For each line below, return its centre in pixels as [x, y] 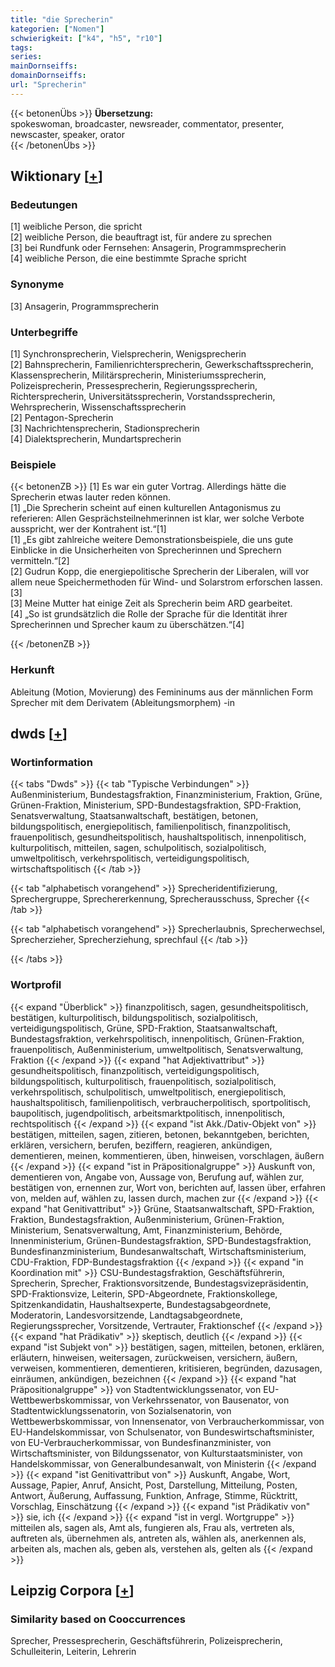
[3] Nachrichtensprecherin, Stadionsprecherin [105, 428]
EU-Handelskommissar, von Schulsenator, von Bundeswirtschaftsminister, [162, 1432]
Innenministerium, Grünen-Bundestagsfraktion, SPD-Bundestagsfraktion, [161, 1240]
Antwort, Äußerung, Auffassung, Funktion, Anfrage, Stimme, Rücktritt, [154, 1495]
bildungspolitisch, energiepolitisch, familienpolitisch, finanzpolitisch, [151, 827]
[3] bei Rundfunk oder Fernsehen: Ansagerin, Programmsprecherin [148, 248]
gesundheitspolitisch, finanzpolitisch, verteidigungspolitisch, [135, 1070]
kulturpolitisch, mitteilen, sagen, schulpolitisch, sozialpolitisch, [138, 848]
